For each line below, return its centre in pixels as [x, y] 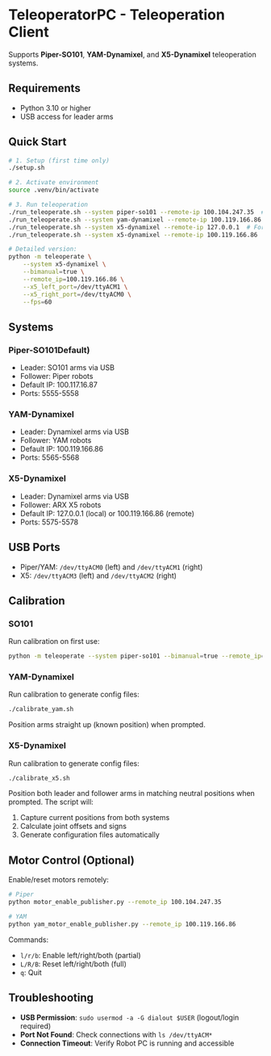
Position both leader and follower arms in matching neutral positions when [132, 793]
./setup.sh [27, 168]
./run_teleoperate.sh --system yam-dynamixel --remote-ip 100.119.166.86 [135, 220]
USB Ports [34, 547]
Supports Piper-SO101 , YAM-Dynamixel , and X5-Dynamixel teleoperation [132, 54]
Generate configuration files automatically [90, 835]
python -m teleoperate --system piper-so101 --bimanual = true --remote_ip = [137, 656]
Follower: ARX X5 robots [60, 505]
